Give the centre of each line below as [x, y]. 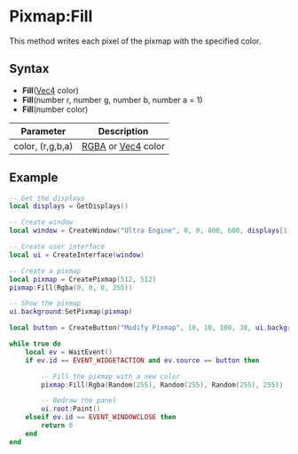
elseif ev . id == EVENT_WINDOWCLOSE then [101, 418]
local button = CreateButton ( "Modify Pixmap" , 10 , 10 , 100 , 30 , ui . [138, 328]
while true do [35, 344]
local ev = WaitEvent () [69, 352]
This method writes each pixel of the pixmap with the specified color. [135, 41]
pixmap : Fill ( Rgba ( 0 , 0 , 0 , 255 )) [71, 287]
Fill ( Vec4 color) [51, 90]
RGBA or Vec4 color [123, 146]
